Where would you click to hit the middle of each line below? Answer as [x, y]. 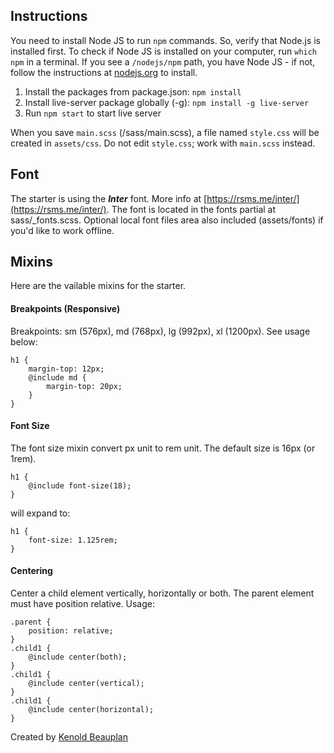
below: [24, 341]
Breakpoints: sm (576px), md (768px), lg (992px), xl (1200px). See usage [160, 331]
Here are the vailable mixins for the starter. [98, 286]
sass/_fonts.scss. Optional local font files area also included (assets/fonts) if [167, 220]
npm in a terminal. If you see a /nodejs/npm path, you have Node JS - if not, [163, 61]
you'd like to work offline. [62, 230]
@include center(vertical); [86, 684]
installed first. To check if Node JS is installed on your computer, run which [164, 51]
